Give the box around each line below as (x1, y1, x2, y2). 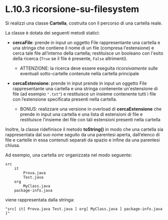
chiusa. (5, 142, 21, 148)
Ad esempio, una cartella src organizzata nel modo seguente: (5, 152, 132, 158)
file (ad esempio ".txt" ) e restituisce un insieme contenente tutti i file (12, 91, 156, 97)
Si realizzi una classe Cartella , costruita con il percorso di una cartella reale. (5, 20, 162, 26)
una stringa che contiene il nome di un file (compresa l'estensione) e (12, 45, 154, 51)
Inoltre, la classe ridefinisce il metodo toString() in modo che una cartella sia (5, 126, 163, 132)
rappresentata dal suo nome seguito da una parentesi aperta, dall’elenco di (5, 131, 160, 137)
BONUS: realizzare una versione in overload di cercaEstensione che (20, 106, 162, 112)
